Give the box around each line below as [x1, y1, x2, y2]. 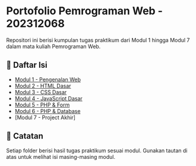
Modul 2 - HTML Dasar [14, 82, 71, 89]
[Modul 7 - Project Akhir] [14, 114, 76, 121]
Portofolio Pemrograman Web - [6, 4, 163, 18]
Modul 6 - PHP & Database [14, 107, 81, 114]
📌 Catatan [6, 131, 43, 141]
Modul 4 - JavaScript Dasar [14, 95, 83, 102]
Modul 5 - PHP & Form [14, 101, 70, 108]
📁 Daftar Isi [6, 60, 48, 70]
